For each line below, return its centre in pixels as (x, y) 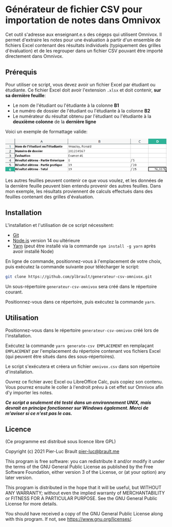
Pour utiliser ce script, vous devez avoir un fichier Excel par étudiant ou (80, 84)
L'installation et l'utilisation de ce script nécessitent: (60, 225)
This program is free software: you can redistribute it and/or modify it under (85, 462)
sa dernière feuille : (26, 95)
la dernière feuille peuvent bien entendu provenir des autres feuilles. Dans (83, 186)
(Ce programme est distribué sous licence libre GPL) (61, 442)
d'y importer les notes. (29, 393)
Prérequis (21, 72)
